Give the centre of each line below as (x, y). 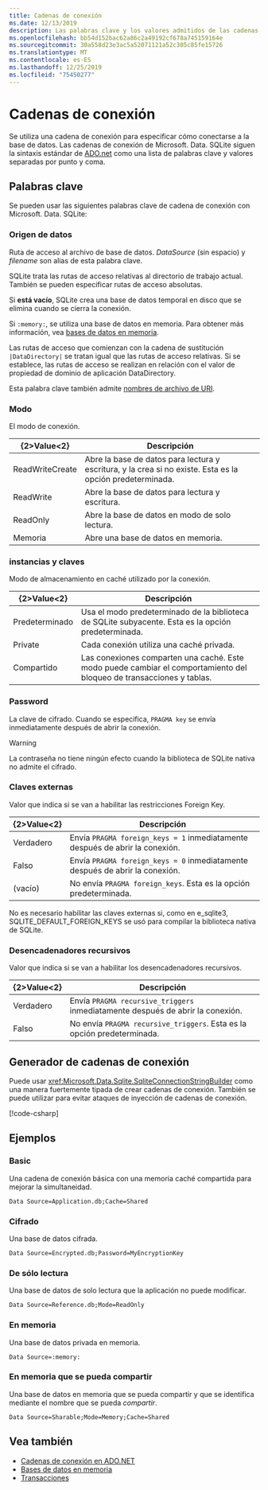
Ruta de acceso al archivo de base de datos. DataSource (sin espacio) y (127, 252)
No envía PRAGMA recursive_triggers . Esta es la (158, 1024)
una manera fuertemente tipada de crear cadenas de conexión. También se (132, 1089)
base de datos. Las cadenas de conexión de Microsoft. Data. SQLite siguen (132, 145)
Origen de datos (41, 235)
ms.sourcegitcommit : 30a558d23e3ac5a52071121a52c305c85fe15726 (116, 45)
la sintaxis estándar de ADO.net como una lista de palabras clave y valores (131, 153)
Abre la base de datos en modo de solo (158, 515)
